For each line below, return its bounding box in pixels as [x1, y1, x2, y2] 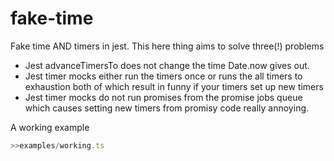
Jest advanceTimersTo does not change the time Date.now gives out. [24, 59, 310, 71]
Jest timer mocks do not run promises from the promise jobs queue [24, 91, 303, 103]
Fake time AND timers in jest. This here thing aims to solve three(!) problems [10, 40, 325, 52]
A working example [10, 121, 90, 133]
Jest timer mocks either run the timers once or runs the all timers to [24, 70, 303, 82]
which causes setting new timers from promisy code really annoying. [24, 102, 310, 114]
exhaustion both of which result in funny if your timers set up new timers [24, 80, 324, 92]
